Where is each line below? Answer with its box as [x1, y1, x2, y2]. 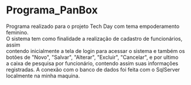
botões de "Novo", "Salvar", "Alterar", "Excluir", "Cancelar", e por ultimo [6, 54, 179, 61]
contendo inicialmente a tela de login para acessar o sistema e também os [6, 47, 185, 54]
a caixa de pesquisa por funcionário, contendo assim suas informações [6, 59, 179, 67]
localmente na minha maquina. [6, 72, 80, 79]
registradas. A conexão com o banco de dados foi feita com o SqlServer [6, 66, 180, 73]
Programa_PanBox [6, 3, 98, 17]
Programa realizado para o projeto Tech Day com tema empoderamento [6, 23, 180, 30]
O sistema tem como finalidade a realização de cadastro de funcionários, [6, 35, 183, 42]
